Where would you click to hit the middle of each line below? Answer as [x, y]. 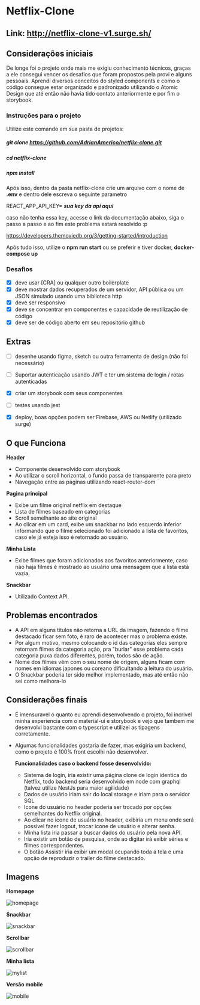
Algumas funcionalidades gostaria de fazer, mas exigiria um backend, [101, 745]
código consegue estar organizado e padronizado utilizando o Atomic [92, 87]
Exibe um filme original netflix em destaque [68, 505]
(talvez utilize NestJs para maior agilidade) [77, 788]
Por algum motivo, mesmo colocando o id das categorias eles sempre [101, 642]
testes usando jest [37, 405]
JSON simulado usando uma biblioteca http [68, 296]
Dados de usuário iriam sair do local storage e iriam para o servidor [107, 794]
